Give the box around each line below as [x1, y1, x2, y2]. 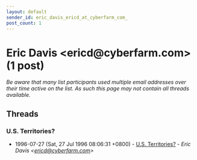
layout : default [6, 8, 47, 15]
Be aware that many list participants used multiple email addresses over [6, 79, 187, 86]
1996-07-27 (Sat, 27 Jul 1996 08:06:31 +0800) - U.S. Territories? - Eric [14, 141, 191, 147]
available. [6, 91, 31, 99]
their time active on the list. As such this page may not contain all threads [6, 85, 190, 92]
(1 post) [6, 58, 45, 72]
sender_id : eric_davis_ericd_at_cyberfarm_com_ [6, 14, 128, 20]
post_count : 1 [6, 20, 42, 26]
